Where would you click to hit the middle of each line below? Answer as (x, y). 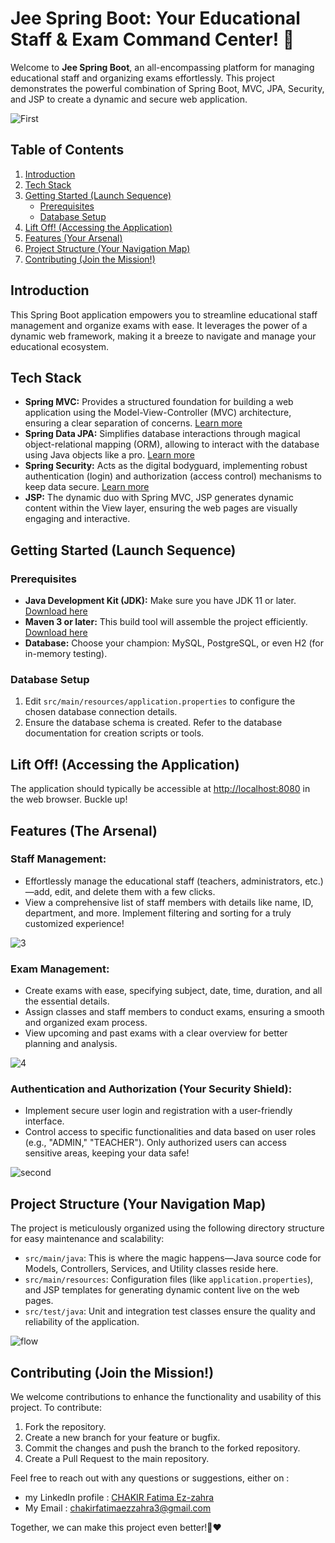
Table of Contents (67, 150)
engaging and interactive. (77, 519)
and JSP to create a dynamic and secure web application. (129, 99)
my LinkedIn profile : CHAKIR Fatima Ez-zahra (119, 1498)
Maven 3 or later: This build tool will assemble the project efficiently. (166, 622)
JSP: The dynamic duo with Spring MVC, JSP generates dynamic (159, 498)
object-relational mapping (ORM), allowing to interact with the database (172, 444)
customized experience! (74, 923)
